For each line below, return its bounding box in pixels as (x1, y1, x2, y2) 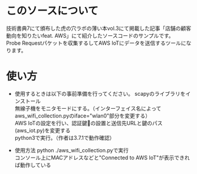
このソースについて (6, 4, 98, 18)
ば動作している (14, 161, 51, 168)
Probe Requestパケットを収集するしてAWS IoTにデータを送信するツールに (6, 39, 186, 46)
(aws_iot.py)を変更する (14, 126, 71, 134)
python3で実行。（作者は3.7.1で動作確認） (14, 134, 115, 141)
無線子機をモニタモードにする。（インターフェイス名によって (14, 105, 162, 112)
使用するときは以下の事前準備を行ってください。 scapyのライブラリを (14, 90, 186, 97)
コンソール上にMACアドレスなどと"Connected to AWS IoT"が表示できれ (14, 154, 190, 161)
